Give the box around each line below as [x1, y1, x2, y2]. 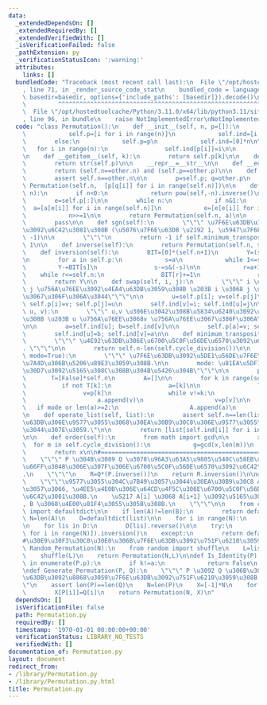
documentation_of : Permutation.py [8, 648, 123, 656]
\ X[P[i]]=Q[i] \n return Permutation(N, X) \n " [22, 589, 215, 597]
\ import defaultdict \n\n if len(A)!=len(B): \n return [22, 507, 244, 516]
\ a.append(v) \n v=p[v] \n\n [22, 396, 250, 404]
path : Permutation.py [15, 610, 87, 619]
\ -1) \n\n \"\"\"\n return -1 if [22, 234, 183, 242]
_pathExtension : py [15, 49, 80, 56]
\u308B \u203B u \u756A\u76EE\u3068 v [22, 315, 148, 323]
